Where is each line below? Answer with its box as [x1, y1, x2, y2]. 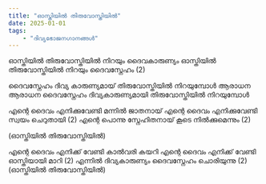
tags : [8, 26, 26, 34]
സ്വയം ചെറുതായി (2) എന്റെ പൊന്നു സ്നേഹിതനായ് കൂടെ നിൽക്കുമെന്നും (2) [8, 115, 251, 125]
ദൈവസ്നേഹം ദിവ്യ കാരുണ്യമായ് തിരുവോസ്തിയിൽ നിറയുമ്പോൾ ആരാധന [8, 81, 251, 90]
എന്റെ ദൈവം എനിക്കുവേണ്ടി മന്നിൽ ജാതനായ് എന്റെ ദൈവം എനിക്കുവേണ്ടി [8, 106, 258, 116]
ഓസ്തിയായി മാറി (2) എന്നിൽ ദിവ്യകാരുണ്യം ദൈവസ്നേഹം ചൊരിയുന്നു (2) [8, 156, 248, 166]
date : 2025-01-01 [8, 19, 66, 27]
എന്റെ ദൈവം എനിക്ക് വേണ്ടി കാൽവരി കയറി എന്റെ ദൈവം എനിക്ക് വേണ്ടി [8, 147, 256, 157]
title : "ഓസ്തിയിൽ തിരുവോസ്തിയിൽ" [8, 11, 122, 20]
